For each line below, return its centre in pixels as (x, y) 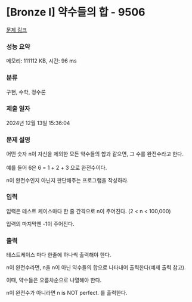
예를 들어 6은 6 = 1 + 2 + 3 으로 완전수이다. (57, 167)
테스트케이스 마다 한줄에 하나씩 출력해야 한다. (59, 255)
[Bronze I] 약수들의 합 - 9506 (76, 12)
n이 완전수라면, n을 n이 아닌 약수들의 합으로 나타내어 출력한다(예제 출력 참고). (96, 267)
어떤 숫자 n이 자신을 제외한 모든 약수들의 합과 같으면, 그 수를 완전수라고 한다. (95, 154)
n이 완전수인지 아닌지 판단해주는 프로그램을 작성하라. (68, 180)
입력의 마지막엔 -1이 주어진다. (40, 223)
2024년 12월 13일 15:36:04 (38, 123)
